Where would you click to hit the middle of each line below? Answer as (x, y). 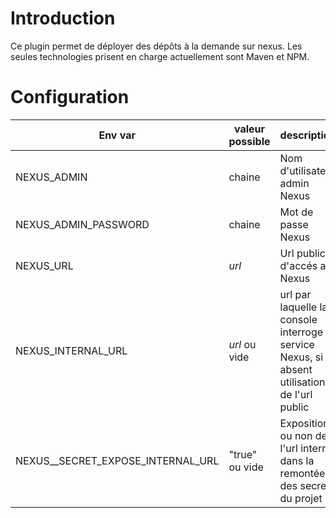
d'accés (298, 265)
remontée (302, 473)
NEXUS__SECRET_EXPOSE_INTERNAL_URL (117, 460)
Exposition (304, 423)
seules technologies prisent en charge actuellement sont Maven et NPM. (160, 56)
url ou (242, 344)
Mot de (296, 212)
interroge (301, 332)
